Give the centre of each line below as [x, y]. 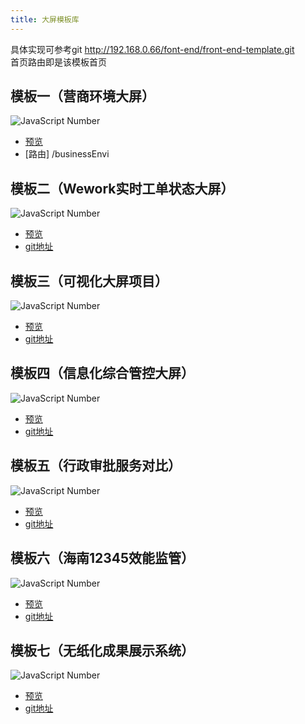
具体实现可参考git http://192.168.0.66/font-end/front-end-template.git [152, 49]
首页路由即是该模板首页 [58, 62]
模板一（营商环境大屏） [82, 96]
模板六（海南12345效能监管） [102, 558]
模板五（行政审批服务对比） [96, 466]
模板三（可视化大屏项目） [89, 281]
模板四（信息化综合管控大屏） [102, 373]
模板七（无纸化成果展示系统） [102, 650]
